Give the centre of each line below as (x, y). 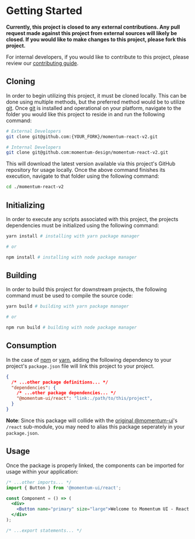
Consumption (32, 346)
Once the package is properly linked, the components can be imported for (95, 465)
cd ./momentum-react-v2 (35, 187)
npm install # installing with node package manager (72, 257)
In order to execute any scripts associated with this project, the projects (92, 219)
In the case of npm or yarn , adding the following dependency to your (89, 360)
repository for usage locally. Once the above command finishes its (86, 170)
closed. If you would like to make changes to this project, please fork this (96, 39)
